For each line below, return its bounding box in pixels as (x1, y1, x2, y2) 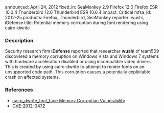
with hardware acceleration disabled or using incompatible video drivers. (5, 59, 152, 65)
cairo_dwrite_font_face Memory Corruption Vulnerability (12, 97, 126, 103)
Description (5, 37, 34, 44)
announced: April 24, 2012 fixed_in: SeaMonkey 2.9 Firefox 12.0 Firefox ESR (5, 4, 158, 10)
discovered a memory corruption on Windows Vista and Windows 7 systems (5, 53, 159, 59)
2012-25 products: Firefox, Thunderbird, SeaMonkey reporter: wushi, (5, 15, 144, 20)
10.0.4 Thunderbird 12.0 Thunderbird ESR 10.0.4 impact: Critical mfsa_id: (5, 9, 152, 15)
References (5, 87, 33, 93)
